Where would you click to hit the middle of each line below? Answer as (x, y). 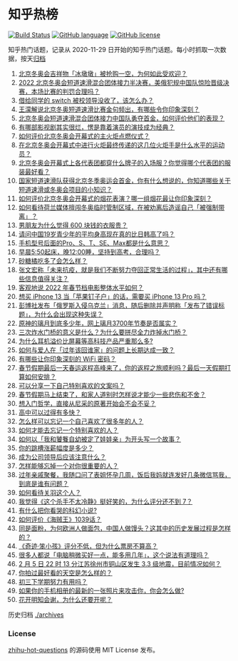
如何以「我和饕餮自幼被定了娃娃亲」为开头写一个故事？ (99, 439)
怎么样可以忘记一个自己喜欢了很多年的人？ (81, 421)
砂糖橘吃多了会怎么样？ (53, 260)
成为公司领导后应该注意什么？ (62, 456)
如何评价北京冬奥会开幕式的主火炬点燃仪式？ (84, 135)
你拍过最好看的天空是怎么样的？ (65, 573)
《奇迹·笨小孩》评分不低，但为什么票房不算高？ (88, 545)
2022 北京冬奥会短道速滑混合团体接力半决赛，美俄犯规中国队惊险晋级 (121, 82)
